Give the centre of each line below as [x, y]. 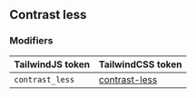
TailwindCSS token [140, 64]
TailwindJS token [52, 64]
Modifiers [31, 41]
